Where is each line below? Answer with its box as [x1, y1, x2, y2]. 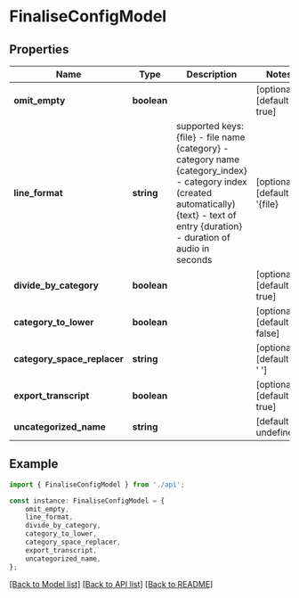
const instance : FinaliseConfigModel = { [9, 496, 166, 505]
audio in [176, 242, 210, 255]
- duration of [176, 232, 231, 243]
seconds [176, 254, 213, 266]
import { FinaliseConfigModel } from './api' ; [9, 479, 185, 489]
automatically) [176, 198, 236, 210]
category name [176, 153, 240, 166]
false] [255, 327, 280, 340]
